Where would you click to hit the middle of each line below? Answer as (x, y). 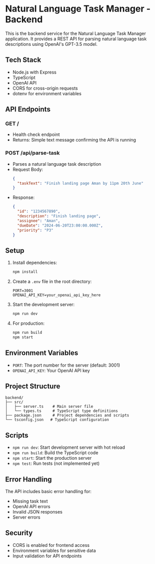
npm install (25, 272)
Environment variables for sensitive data (54, 550)
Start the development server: (44, 305)
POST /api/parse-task (32, 153)
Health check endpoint (36, 134)
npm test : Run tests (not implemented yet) (56, 463)
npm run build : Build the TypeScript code (55, 453)
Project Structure (33, 386)
